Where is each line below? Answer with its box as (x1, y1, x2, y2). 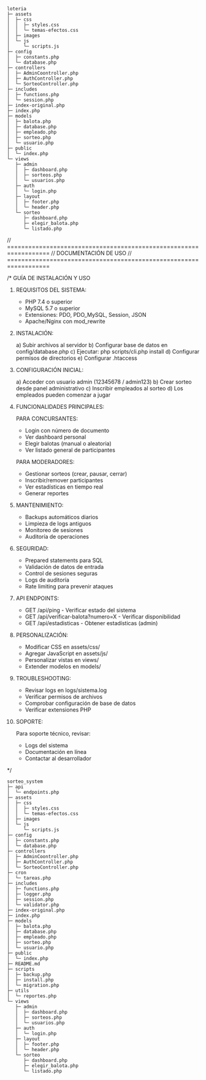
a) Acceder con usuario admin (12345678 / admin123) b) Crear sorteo (15, 378, 192, 386)
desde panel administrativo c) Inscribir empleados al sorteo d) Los (15, 385, 183, 392)
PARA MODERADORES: (15, 458, 75, 465)
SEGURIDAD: (15, 545, 49, 552)
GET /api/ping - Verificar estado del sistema (25, 607, 137, 614)
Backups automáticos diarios (25, 514, 99, 520)
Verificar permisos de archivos (25, 693, 103, 700)
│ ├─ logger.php (7, 891, 51, 897)
